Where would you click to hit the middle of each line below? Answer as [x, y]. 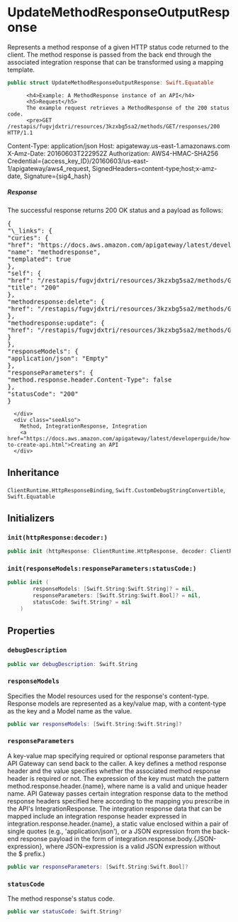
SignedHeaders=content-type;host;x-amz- [154, 168]
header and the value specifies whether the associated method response [114, 771]
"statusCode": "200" [43, 394]
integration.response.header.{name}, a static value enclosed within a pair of [118, 823]
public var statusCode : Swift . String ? [64, 912]
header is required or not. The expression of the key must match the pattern [118, 778]
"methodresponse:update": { [56, 323]
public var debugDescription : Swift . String [73, 664]
